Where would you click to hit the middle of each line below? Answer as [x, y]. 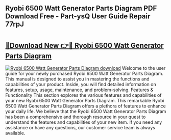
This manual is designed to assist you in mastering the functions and [77, 79]
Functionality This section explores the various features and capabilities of [83, 95]
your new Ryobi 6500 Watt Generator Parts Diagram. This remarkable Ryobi [85, 101]
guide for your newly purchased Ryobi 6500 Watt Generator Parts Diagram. [84, 74]
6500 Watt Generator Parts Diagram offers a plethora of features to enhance [86, 106]
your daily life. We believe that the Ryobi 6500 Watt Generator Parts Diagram [86, 111]
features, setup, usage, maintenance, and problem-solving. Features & [79, 90]
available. [15, 133]
